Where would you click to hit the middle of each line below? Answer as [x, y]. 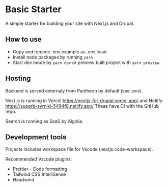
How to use [23, 39]
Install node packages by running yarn [53, 57]
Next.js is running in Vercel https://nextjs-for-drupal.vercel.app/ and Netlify [84, 101]
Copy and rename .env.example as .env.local [60, 51]
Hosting [18, 79]
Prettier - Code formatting [40, 169]
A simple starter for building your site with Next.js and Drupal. [70, 23]
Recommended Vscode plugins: [39, 159]
